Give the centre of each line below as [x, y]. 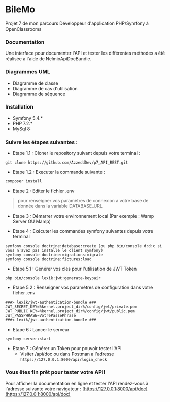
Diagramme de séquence [39, 94]
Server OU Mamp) [31, 221]
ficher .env [24, 293]
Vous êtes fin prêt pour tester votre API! [55, 372]
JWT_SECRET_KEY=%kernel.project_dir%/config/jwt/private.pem [71, 307]
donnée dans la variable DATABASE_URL [60, 206]
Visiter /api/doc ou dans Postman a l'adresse [67, 354]
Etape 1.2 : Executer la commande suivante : [59, 172]
